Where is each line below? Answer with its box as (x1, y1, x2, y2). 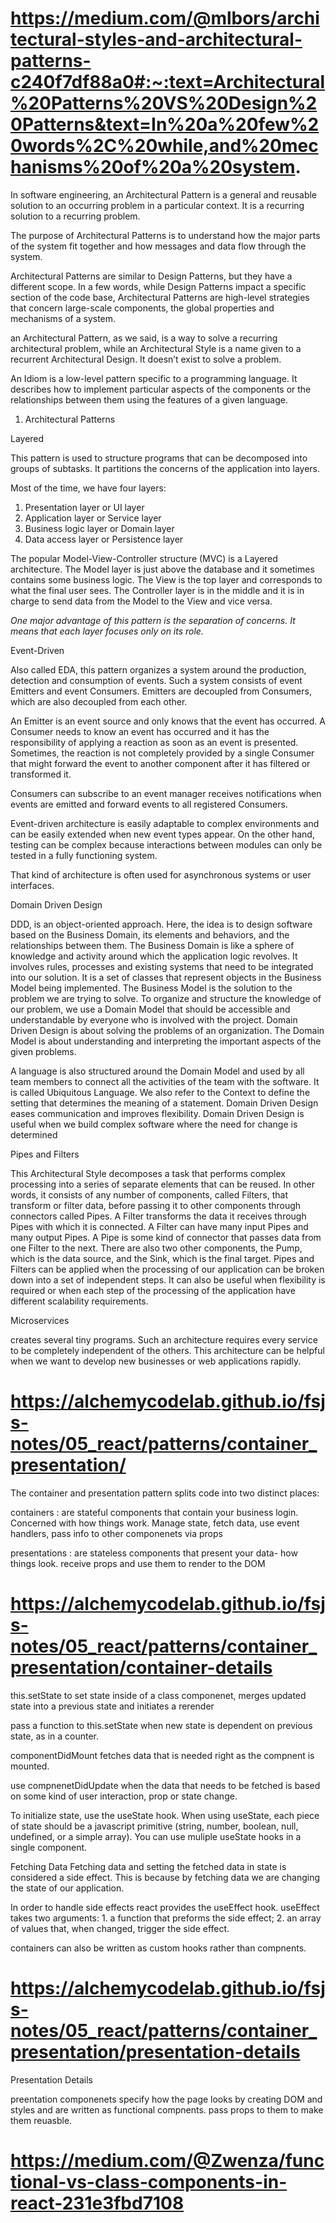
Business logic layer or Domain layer (24, 522, 175, 534)
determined (10, 1128, 58, 1141)
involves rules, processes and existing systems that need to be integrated (10, 960, 314, 972)
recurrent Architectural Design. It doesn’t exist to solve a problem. (10, 353, 282, 365)
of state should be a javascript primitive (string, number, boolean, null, (10, 1820, 299, 1832)
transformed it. (10, 768, 72, 780)
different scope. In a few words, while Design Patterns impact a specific (10, 280, 307, 292)
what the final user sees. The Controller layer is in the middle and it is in (10, 584, 305, 596)
